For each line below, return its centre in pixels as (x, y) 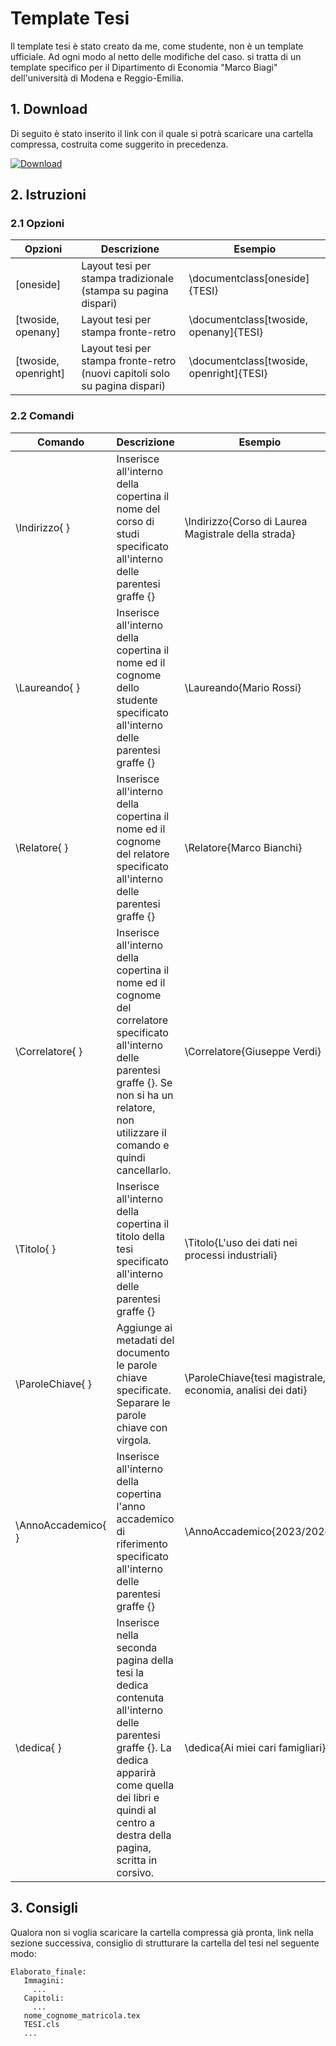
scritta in (137, 1860)
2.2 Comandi (42, 416)
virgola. (134, 1440)
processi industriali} (231, 1255)
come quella (145, 1785)
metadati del (145, 1340)
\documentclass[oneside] (249, 279)
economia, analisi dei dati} (246, 1390)
